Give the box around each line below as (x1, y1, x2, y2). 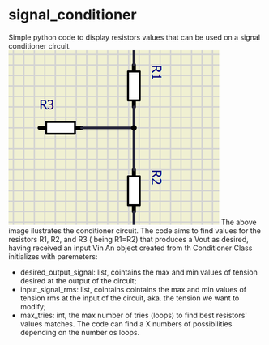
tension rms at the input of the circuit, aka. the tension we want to (19, 293, 240, 303)
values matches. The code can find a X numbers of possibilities (19, 318, 233, 329)
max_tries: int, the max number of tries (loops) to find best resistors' (19, 310, 247, 320)
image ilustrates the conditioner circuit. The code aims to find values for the (8, 225, 262, 236)
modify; (19, 301, 46, 311)
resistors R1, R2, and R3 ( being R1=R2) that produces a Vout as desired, (8, 234, 249, 244)
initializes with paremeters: (8, 251, 98, 261)
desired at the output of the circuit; (19, 275, 137, 285)
